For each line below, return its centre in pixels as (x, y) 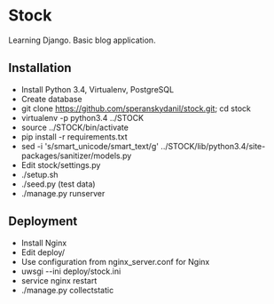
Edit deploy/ (43, 252)
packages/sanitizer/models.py (76, 156)
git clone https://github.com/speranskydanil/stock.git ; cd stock (136, 108)
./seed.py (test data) (58, 184)
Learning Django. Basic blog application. (82, 40)
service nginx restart (59, 280)
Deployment (43, 222)
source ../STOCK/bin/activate (75, 127)
